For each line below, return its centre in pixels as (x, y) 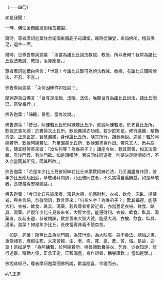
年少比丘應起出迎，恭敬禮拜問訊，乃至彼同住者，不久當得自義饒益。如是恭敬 (82, 178)
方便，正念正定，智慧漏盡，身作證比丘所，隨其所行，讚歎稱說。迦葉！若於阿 (82, 137)
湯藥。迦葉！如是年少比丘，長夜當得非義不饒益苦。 (56, 225)
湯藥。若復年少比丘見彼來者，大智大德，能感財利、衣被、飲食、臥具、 (84, 212)
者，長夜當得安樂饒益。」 (30, 184)
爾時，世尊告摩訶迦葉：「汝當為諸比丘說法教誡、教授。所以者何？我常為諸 (79, 55)
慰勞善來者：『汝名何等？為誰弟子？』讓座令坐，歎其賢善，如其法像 (89, 149)
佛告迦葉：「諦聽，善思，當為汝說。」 (41, 114)
